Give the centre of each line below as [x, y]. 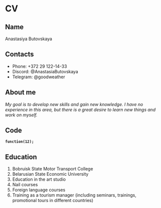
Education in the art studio [39, 179]
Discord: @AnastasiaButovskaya [45, 71]
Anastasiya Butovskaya [29, 39]
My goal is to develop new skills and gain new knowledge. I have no [74, 104]
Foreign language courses [39, 190]
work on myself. [21, 115]
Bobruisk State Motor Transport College [53, 169]
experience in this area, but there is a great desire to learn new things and [80, 109]
